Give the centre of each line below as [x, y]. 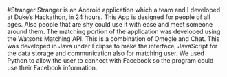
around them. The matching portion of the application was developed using [114, 31]
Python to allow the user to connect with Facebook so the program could [110, 60]
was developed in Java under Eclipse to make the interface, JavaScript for [112, 46]
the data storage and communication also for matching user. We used [106, 53]
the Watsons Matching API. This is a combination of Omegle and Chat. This [113, 39]
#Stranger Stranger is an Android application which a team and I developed [114, 10]
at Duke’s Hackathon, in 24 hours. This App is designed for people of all [109, 17]
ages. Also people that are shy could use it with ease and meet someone [110, 24]
